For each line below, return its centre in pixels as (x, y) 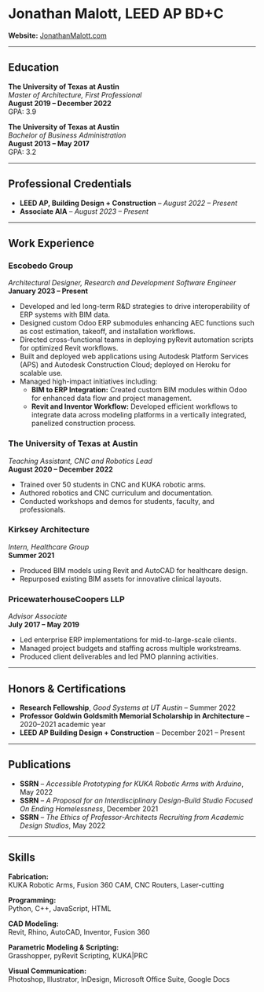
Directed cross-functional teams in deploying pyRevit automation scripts (136, 340)
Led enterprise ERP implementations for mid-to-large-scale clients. (128, 640)
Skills (22, 858)
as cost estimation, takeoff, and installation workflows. (107, 332)
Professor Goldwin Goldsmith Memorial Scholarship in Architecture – (134, 715)
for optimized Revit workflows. (69, 348)
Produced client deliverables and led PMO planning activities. (119, 656)
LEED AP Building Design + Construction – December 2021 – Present (132, 733)
